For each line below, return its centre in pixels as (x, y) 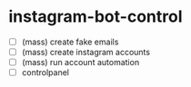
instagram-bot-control (95, 17)
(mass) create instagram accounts (86, 52)
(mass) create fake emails (70, 42)
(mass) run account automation (80, 63)
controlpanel (45, 72)
